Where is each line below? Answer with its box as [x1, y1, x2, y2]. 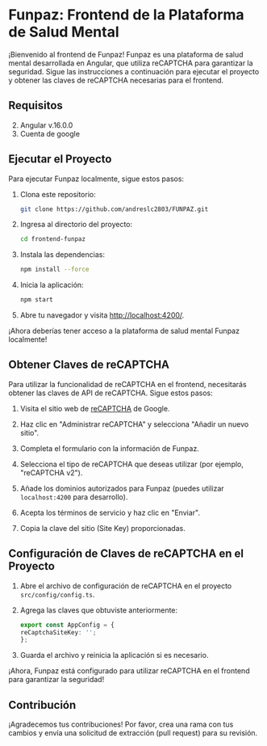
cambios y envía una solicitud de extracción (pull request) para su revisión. [8, 728, 258, 738]
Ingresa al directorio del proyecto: [19, 220, 133, 230]
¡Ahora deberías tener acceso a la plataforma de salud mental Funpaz [8, 326, 240, 336]
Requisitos [8, 99, 63, 112]
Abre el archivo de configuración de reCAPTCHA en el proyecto [19, 580, 232, 591]
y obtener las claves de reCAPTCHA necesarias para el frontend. [8, 75, 224, 85]
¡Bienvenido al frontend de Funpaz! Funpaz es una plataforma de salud [8, 49, 244, 59]
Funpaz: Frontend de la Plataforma [8, 6, 244, 24]
